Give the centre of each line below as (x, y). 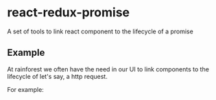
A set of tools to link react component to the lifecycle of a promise (100, 31)
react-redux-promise (69, 13)
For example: (26, 89)
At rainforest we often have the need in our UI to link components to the (108, 69)
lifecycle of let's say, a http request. (57, 76)
